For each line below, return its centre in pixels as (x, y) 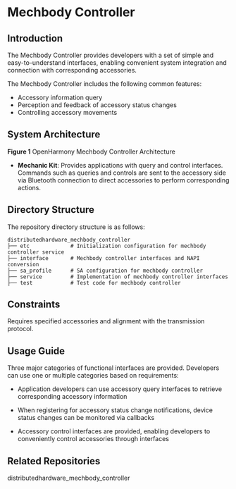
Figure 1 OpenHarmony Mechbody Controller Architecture (92, 151)
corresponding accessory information (72, 397)
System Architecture (54, 135)
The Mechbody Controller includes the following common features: (105, 84)
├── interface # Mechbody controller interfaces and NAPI (104, 258)
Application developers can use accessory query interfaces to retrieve (120, 389)
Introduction (35, 38)
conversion (23, 264)
